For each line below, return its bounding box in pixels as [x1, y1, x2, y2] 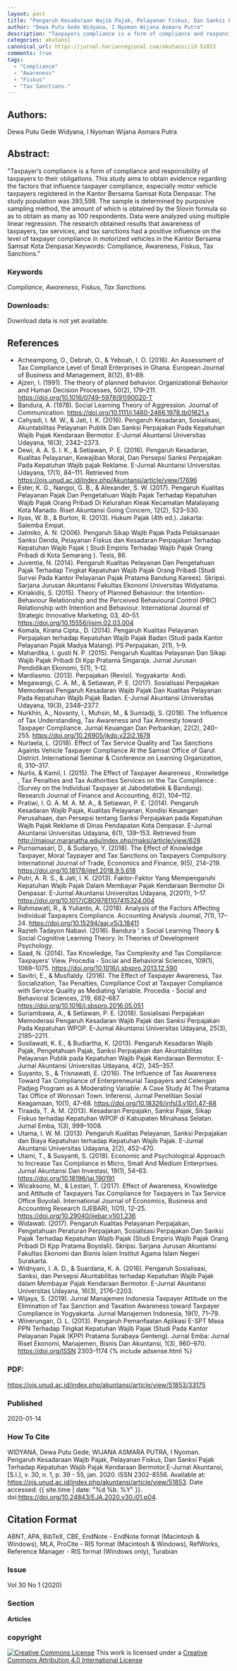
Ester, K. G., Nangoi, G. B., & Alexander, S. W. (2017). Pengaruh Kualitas [17, 483, 224, 492]
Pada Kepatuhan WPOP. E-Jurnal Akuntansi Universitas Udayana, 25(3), [17, 1024, 228, 1032]
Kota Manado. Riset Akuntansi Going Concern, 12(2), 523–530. [17, 506, 200, 514]
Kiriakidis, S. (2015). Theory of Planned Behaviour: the [17, 589, 175, 597]
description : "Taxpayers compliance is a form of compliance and [7, 30, 203, 37]
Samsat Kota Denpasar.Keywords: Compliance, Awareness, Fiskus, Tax [7, 242, 214, 250]
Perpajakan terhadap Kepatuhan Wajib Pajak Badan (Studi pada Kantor [17, 634, 224, 642]
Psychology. [17, 941, 54, 950]
